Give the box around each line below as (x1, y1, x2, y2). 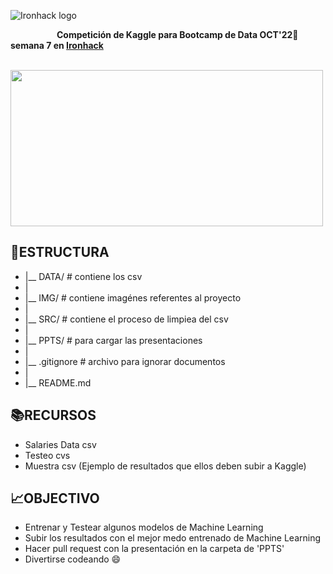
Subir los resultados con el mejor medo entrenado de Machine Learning (24, 532, 322, 544)
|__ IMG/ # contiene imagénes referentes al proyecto (24, 291, 242, 304)
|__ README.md (24, 376, 92, 389)
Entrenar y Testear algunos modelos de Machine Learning (24, 521, 264, 534)
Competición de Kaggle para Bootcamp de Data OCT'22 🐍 (56, 29, 299, 40)
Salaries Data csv (24, 438, 97, 450)
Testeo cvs (24, 449, 71, 461)
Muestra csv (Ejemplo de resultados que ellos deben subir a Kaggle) (24, 460, 307, 472)
